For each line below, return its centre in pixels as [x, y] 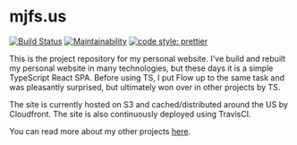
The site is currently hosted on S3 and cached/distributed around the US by [149, 104]
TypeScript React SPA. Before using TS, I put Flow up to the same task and [147, 77]
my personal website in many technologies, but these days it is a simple [141, 68]
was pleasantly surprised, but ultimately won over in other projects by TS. [145, 87]
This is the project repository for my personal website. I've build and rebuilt [148, 58]
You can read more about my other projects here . [100, 131]
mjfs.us [38, 17]
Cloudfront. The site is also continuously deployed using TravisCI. [131, 114]
